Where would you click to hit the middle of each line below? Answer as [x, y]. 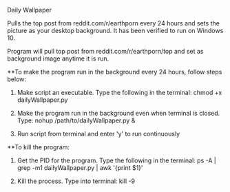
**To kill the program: [39, 147]
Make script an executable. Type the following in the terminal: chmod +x [119, 93]
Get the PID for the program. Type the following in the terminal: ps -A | [117, 160]
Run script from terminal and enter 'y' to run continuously [98, 134]
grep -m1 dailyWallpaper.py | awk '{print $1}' [80, 168]
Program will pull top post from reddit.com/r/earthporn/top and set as [105, 51]
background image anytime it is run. [58, 58]
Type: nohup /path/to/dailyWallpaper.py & [76, 120]
